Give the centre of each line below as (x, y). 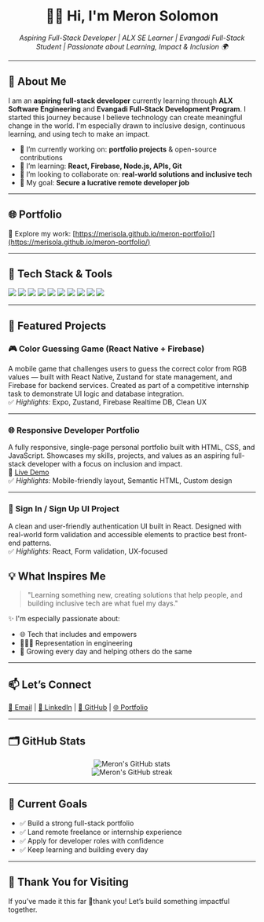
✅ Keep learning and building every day (84, 849)
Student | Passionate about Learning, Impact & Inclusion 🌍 (132, 46)
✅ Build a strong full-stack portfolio (77, 823)
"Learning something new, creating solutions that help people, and (135, 595)
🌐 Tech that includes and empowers (78, 635)
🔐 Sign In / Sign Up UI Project (64, 509)
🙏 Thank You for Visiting (69, 882)
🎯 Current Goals (48, 804)
